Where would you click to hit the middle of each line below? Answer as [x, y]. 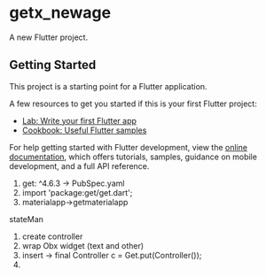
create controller [52, 236]
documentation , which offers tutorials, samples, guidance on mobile [133, 157]
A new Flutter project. [49, 37]
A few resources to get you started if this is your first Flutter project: [133, 104]
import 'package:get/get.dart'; [77, 192]
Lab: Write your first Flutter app [79, 120]
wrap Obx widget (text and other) [83, 245]
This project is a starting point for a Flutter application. [108, 86]
